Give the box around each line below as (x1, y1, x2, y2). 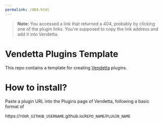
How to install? (5, 82, 68, 93)
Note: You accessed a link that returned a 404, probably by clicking (17, 21, 156, 27)
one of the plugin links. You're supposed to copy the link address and (17, 26, 159, 32)
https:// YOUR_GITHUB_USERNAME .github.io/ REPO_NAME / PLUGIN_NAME (5, 113, 131, 119)
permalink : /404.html (5, 7, 50, 12)
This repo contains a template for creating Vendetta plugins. (5, 64, 127, 70)
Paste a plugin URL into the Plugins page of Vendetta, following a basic (5, 98, 150, 104)
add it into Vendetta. (17, 31, 59, 37)
